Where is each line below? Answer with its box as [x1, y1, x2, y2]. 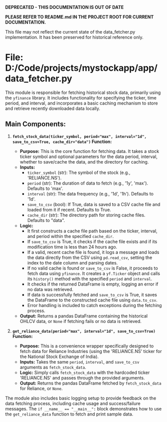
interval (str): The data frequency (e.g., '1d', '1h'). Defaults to [27, 190, 154, 196]
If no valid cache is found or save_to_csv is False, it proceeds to [27, 265, 158, 271]
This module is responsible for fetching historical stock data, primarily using [5, 89, 161, 95]
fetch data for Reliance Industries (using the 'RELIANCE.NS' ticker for [19, 348, 162, 354]
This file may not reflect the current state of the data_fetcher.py [5, 29, 136, 34]
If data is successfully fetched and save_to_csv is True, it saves [27, 291, 157, 297]
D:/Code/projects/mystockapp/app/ [5, 62, 158, 74]
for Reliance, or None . [19, 385, 63, 391]
